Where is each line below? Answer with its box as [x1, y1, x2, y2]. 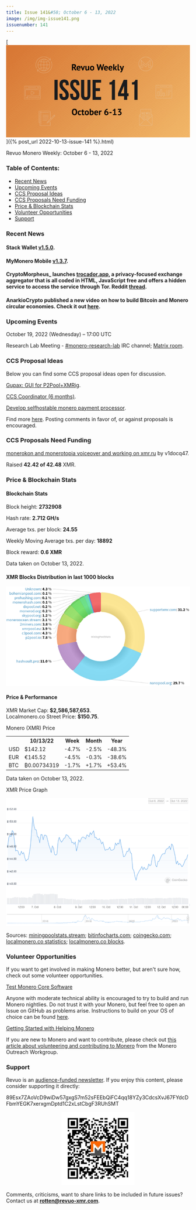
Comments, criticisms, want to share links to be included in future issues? [6, 1191, 183, 1198]
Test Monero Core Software [6, 983, 73, 990]
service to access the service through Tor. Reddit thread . [6, 283, 147, 290]
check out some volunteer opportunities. [6, 972, 104, 979]
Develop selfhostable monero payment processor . [6, 404, 127, 411]
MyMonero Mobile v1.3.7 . [6, 257, 69, 264]
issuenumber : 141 [6, 22, 48, 28]
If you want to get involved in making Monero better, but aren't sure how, [6, 966, 181, 973]
